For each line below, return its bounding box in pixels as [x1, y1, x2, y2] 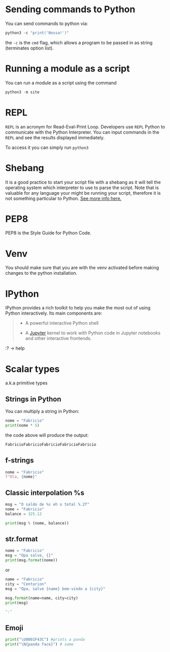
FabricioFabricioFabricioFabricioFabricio [5, 442, 96, 447]
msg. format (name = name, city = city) [5, 595, 79, 601]
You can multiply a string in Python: [5, 408, 80, 414]
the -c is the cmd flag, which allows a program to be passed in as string [5, 39, 153, 45]
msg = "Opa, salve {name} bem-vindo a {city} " [5, 586, 106, 591]
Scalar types [5, 363, 60, 375]
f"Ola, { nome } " [5, 474, 38, 480]
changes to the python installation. [5, 270, 78, 276]
